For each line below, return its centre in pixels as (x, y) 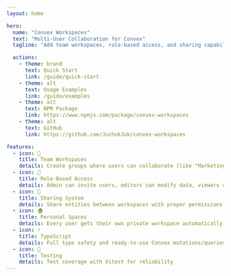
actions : (25, 58)
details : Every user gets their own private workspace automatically (121, 224)
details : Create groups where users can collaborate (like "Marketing (122, 166)
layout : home (25, 13)
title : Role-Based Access (56, 179)
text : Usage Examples (56, 89)
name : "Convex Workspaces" (51, 32)
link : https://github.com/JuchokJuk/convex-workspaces (105, 134)
